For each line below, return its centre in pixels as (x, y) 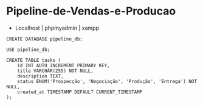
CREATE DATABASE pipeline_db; (45, 39)
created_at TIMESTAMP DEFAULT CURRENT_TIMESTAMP (80, 92)
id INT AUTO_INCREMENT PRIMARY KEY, (64, 65)
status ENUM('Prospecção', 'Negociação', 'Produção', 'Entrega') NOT (107, 81)
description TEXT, (40, 76)
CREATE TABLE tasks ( (34, 60)
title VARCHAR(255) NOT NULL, (56, 71)
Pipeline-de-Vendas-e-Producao (91, 11)
